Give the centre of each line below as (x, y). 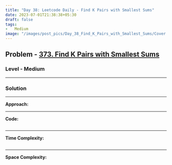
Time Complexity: (25, 138)
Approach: (17, 104)
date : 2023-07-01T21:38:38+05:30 (41, 15)
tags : (11, 24)
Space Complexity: (26, 157)
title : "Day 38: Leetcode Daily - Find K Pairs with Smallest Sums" (80, 10)
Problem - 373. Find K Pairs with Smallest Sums (82, 54)
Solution (16, 88)
